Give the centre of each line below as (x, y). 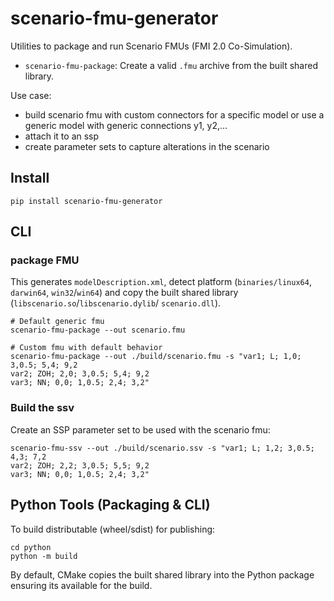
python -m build (44, 556)
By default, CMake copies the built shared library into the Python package (162, 574)
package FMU (45, 260)
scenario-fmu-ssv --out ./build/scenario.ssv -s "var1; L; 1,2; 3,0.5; (162, 448)
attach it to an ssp (62, 136)
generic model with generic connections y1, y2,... (126, 125)
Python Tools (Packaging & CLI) (110, 505)
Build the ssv (42, 408)
